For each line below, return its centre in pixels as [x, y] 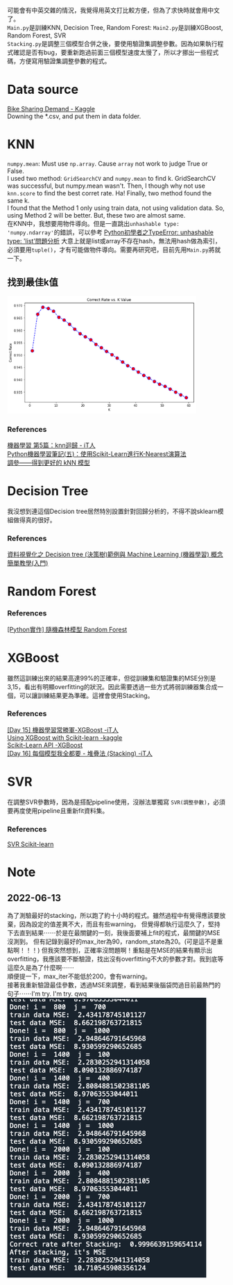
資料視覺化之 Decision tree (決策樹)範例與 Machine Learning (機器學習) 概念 [115, 554]
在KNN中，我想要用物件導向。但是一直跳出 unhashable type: [94, 223]
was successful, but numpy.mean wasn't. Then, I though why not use [106, 186]
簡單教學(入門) [28, 563]
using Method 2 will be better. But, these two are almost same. [96, 215]
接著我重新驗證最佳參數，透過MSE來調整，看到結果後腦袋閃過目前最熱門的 [114, 985]
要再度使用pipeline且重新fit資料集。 [58, 810]
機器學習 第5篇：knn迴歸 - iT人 [51, 445]
